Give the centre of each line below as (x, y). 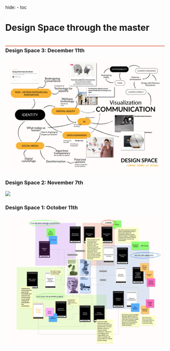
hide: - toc (16, 7)
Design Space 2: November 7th (44, 183)
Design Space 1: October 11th (42, 207)
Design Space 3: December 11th (45, 51)
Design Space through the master (77, 28)
